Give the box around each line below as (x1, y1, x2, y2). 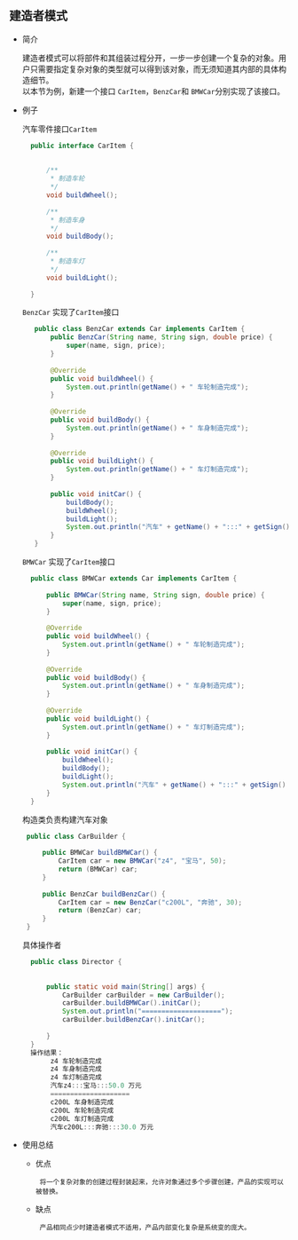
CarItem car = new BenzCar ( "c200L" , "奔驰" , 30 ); (58, 897, 243, 907)
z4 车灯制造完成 (50, 1073, 102, 1082)
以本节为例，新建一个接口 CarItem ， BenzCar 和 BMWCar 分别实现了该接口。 (21, 85, 286, 96)
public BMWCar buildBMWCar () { (42, 849, 158, 857)
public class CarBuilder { (26, 832, 126, 841)
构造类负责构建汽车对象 (21, 814, 108, 825)
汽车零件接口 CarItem (21, 123, 98, 134)
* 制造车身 (50, 216, 85, 225)
